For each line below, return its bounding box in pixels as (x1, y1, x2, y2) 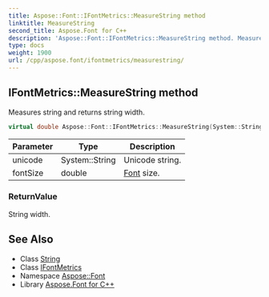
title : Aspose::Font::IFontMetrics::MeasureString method (8, 11, 206, 20)
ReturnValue (8, 191, 58, 203)
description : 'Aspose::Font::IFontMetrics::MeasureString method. (8, 34, 235, 42)
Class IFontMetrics (19, 262, 82, 272)
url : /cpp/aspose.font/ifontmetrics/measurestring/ (8, 57, 184, 65)
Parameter (12, 141, 54, 152)
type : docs (8, 42, 45, 50)
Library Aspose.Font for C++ (19, 279, 114, 289)
